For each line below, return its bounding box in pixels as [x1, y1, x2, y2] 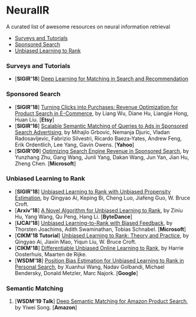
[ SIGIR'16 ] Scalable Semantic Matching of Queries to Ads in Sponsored [14, 122, 188, 129]
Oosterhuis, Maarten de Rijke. [14, 250, 87, 257]
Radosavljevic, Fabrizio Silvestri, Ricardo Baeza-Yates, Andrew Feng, [14, 135, 182, 142]
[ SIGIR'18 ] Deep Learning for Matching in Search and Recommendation [14, 75, 189, 83]
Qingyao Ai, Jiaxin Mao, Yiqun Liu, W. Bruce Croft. [14, 238, 137, 245]
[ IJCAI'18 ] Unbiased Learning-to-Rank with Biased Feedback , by [14, 219, 173, 226]
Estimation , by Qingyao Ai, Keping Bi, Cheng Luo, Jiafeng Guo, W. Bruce [14, 194, 191, 201]
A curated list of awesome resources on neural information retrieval [6, 23, 170, 30]
